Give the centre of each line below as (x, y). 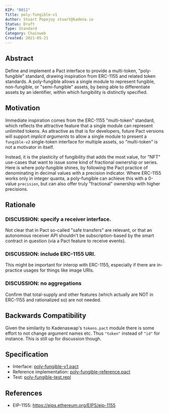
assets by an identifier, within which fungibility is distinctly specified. (76, 92)
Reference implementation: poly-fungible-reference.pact (71, 372)
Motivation (23, 108)
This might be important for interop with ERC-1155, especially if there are (80, 265)
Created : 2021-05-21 (27, 38)
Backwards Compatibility (46, 316)
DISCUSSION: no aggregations (43, 283)
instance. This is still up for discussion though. (53, 338)
